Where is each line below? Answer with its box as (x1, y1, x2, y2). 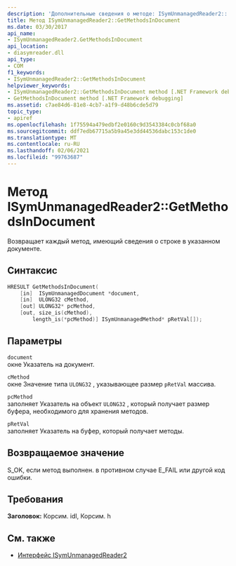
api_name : (7, 29, 37, 37)
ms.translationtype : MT (7, 134, 77, 141)
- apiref (7, 114, 33, 121)
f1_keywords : (7, 69, 46, 76)
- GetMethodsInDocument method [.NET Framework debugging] (7, 95, 184, 102)
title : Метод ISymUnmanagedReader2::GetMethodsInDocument (7, 17, 181, 24)
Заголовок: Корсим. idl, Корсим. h (7, 512, 111, 520)
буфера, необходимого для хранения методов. (7, 407, 149, 415)
